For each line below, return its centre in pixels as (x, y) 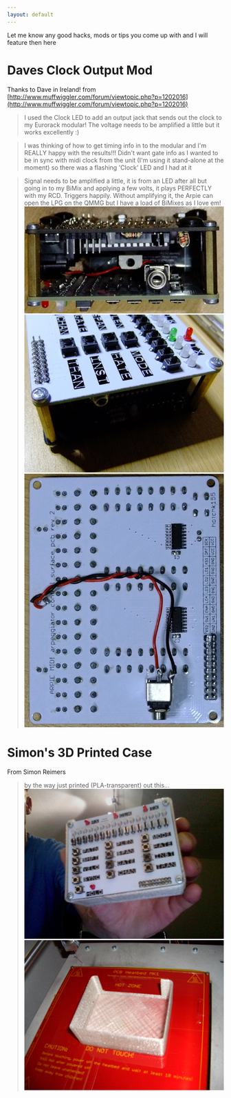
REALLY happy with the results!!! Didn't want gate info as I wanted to (121, 152)
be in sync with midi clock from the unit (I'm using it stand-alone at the (124, 160)
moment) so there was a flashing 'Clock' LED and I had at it (108, 167)
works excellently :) (52, 132)
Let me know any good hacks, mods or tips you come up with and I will (108, 35)
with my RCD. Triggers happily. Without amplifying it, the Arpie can (118, 195)
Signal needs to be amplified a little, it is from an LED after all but (115, 181)
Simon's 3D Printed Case (80, 752)
